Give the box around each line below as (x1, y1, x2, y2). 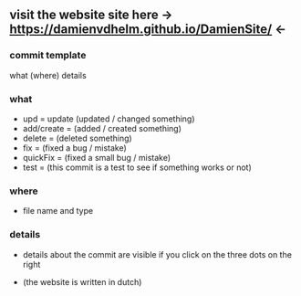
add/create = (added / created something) (22, 122, 182, 133)
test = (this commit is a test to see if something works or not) (22, 162, 253, 173)
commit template (9, 49, 87, 62)
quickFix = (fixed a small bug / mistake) (22, 152, 171, 163)
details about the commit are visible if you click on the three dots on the (22, 248, 292, 259)
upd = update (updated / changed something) (22, 113, 195, 124)
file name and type (22, 206, 94, 217)
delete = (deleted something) (22, 132, 132, 143)
